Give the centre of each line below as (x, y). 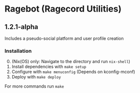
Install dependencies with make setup (49, 67)
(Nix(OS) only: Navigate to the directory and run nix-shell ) (71, 62)
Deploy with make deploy (36, 77)
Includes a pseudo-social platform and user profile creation (64, 38)
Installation (18, 51)
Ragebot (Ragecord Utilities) (63, 9)
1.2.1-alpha (21, 27)
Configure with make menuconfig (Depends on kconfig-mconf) (73, 72)
